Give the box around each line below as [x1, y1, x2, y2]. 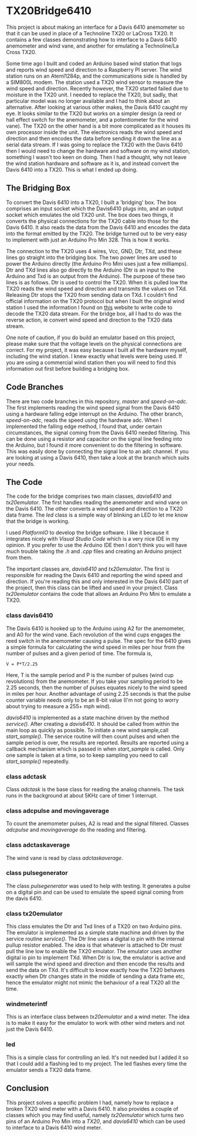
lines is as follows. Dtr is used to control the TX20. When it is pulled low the [6, 279, 188, 286]
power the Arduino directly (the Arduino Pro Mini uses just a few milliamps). [6, 260, 189, 267]
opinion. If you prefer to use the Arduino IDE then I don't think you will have [6, 542, 188, 549]
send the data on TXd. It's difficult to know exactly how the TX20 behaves [6, 967, 185, 974]
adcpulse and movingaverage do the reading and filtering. [6, 826, 147, 833]
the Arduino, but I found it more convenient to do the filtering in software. [6, 441, 183, 448]
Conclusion [6, 1083, 49, 1094]
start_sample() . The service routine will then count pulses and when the [6, 733, 180, 740]
